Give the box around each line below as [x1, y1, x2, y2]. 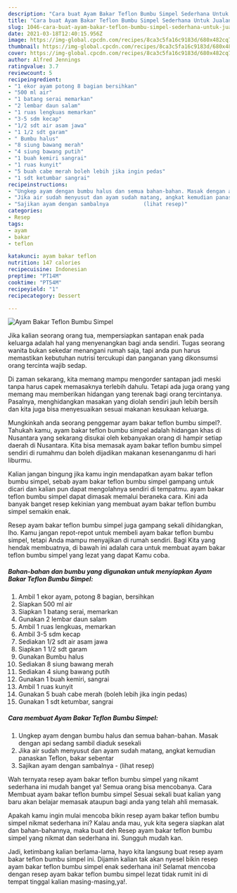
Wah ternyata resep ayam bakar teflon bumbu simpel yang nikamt [8, 775, 199, 784]
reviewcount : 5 [8, 69, 53, 76]
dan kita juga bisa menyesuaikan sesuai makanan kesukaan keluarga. [8, 405, 210, 414]
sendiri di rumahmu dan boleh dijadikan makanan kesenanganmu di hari [8, 449, 217, 457]
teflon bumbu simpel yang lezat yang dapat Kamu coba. [8, 551, 170, 560]
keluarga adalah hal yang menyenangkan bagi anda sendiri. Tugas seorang [8, 339, 225, 347]
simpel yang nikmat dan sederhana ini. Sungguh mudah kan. [8, 834, 184, 842]
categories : [8, 208, 43, 215]
